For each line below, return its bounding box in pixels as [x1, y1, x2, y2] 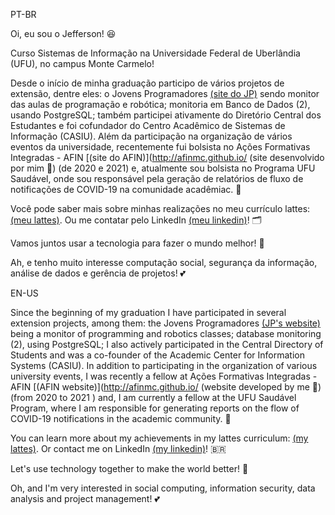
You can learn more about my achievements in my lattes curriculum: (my [10, 432, 309, 444]
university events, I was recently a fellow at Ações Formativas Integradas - [10, 370, 318, 382]
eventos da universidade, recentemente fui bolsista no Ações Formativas [10, 141, 311, 153]
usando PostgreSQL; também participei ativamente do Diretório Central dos [10, 109, 322, 121]
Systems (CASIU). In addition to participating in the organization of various [10, 360, 318, 371]
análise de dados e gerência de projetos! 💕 [10, 267, 186, 279]
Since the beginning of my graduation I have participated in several [10, 307, 287, 318]
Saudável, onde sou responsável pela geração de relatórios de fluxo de [10, 173, 304, 184]
